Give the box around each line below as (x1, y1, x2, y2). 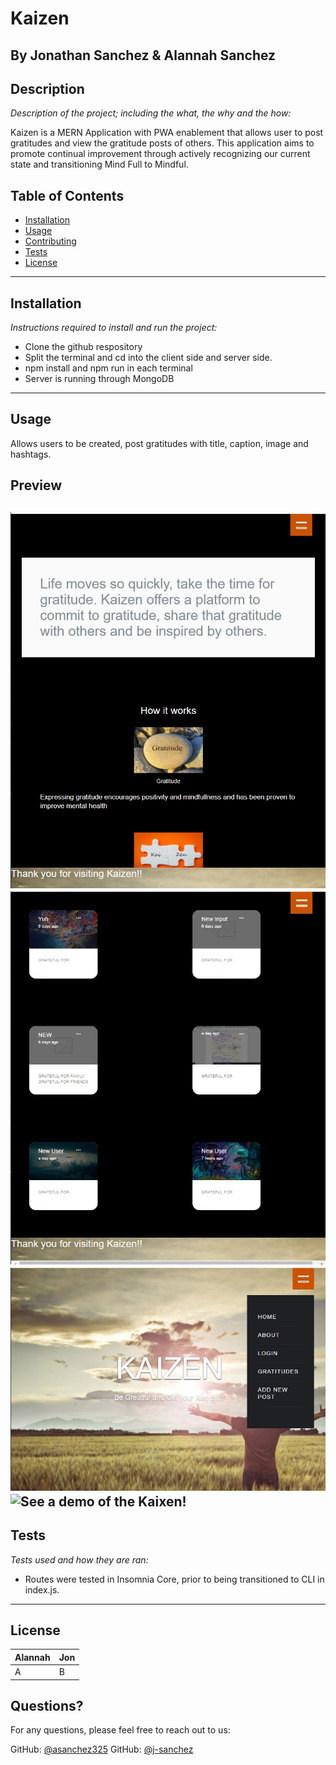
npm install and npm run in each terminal (24, 362, 193, 374)
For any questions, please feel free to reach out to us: (10, 1724, 231, 1736)
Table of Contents (10, 187, 125, 204)
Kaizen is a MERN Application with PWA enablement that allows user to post (10, 127, 324, 139)
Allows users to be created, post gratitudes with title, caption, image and (10, 437, 309, 449)
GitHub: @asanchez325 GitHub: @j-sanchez (10, 1743, 194, 1756)
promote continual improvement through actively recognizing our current (10, 148, 311, 160)
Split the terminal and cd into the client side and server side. (24, 352, 273, 364)
